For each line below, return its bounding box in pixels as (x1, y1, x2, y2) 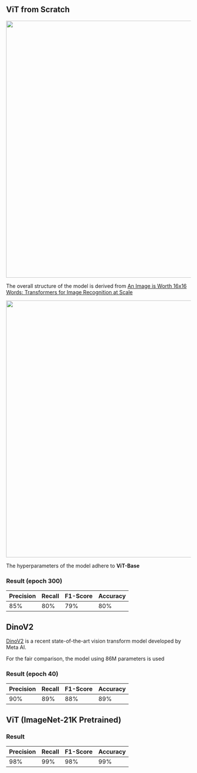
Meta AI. (6, 643, 26, 651)
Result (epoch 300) (6, 577, 63, 585)
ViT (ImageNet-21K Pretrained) (6, 715, 122, 725)
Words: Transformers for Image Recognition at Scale (6, 288, 133, 295)
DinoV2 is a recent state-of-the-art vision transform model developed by (6, 637, 182, 644)
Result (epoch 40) (6, 670, 59, 678)
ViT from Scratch (6, 5, 70, 15)
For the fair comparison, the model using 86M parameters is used (6, 655, 165, 662)
